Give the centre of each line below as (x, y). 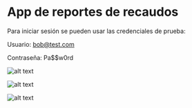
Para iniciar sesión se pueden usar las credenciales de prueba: (96, 31)
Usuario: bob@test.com (41, 44)
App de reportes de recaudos (93, 12)
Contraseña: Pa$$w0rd (40, 57)
